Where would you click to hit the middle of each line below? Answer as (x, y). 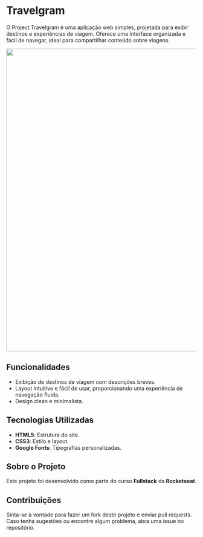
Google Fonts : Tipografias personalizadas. (68, 447)
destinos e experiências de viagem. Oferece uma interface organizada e (96, 33)
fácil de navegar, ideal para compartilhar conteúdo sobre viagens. (88, 40)
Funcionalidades (38, 367)
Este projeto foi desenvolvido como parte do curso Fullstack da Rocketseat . (101, 481)
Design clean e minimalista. (49, 401)
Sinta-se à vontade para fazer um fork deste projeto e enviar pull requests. (99, 515)
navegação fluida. (37, 395)
